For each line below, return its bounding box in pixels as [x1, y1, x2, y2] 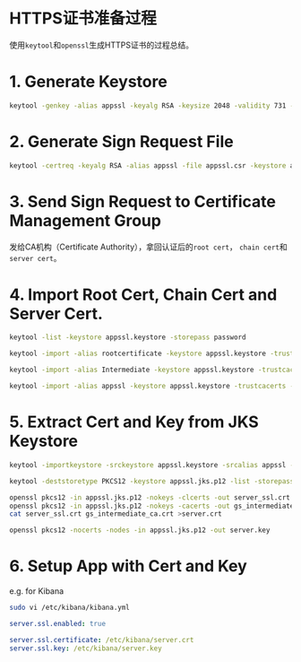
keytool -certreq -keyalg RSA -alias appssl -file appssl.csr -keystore [9, 161, 287, 170]
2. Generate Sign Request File [9, 131, 235, 152]
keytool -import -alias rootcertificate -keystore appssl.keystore [9, 349, 267, 359]
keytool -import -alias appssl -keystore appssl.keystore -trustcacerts [9, 382, 287, 391]
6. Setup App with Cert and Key [9, 556, 248, 577]
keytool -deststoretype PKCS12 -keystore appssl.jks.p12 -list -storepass [9, 476, 295, 485]
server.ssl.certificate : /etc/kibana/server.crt [9, 635, 194, 644]
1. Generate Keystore [9, 72, 168, 92]
